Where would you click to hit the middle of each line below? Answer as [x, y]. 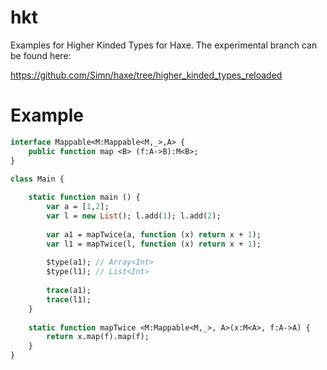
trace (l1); [69, 299]
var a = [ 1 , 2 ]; [78, 207]
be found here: [41, 55]
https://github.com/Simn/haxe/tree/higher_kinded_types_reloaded [146, 75]
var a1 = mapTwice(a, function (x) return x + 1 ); [154, 234]
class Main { [37, 179]
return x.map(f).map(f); [98, 337]
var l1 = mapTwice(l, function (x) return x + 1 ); [154, 244]
